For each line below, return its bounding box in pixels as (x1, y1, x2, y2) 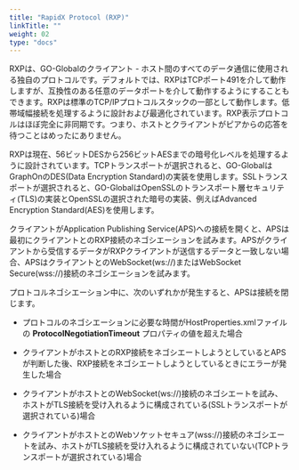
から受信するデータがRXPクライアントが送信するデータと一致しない (32, 246, 282, 256)
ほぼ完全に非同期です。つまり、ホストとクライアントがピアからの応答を (24, 119, 289, 130)
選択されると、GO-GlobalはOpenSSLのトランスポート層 (39, 182, 246, 193)
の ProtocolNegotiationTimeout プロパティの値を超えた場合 (21, 328, 243, 339)
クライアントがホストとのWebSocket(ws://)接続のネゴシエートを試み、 (21, 388, 283, 399)
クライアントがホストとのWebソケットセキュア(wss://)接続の (21, 429, 246, 441)
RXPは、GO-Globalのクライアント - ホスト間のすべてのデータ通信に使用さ (9, 63, 281, 74)
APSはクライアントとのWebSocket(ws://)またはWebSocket (24, 257, 242, 268)
